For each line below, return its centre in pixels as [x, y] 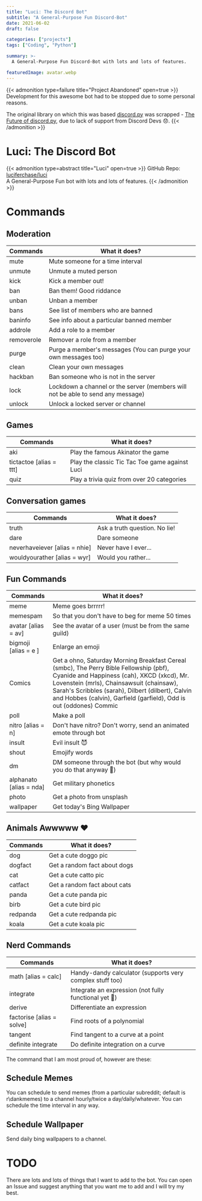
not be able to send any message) [97, 394]
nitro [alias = [27, 725]
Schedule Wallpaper [45, 1124]
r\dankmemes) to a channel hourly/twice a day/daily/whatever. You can [94, 1099]
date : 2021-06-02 [28, 23]
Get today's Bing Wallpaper [91, 807]
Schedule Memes [40, 1078]
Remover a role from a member [93, 340]
